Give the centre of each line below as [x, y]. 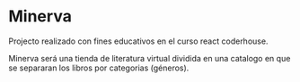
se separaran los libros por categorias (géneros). [99, 68]
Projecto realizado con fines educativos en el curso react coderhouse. [138, 41]
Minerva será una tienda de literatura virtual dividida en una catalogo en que [150, 58]
